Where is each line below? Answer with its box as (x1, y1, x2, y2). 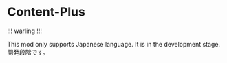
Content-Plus (7, 4, 86, 20)
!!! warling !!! (7, 27, 43, 35)
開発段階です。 (7, 48, 50, 56)
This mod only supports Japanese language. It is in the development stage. (7, 40, 221, 48)
